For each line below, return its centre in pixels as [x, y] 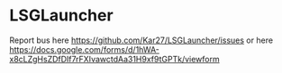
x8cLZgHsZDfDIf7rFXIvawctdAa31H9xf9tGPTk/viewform [114, 59]
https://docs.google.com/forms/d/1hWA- [85, 49]
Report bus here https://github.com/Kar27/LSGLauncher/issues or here [141, 40]
